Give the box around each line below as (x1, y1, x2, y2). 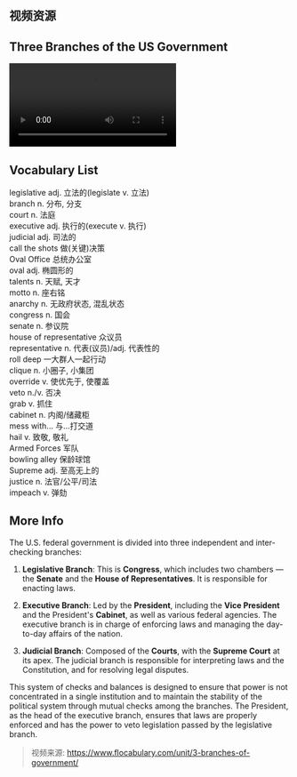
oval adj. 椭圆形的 (9, 265, 74, 276)
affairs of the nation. (48, 628, 123, 638)
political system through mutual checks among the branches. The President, (9, 701, 289, 711)
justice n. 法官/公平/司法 (9, 477, 98, 487)
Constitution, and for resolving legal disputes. (21, 664, 189, 675)
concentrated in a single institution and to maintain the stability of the (9, 691, 263, 701)
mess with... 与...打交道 (9, 421, 93, 431)
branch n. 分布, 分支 (9, 198, 83, 209)
